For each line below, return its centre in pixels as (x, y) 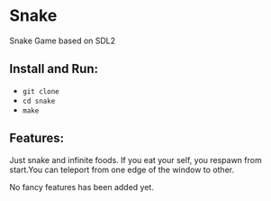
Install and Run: (54, 69)
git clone (41, 91)
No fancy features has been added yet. (82, 187)
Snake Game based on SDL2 (63, 41)
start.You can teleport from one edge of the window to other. (122, 169)
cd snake (39, 101)
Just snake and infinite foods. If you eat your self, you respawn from (136, 160)
